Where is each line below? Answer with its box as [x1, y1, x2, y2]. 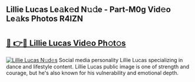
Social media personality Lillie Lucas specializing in [58, 57, 183, 63]
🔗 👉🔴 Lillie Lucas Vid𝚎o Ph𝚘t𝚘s [6, 38, 126, 48]
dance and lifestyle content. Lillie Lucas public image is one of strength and [6, 63, 190, 70]
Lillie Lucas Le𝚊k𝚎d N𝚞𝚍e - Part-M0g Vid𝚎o [6, 5, 171, 15]
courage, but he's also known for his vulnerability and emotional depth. [6, 70, 179, 76]
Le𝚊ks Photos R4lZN [6, 14, 84, 24]
